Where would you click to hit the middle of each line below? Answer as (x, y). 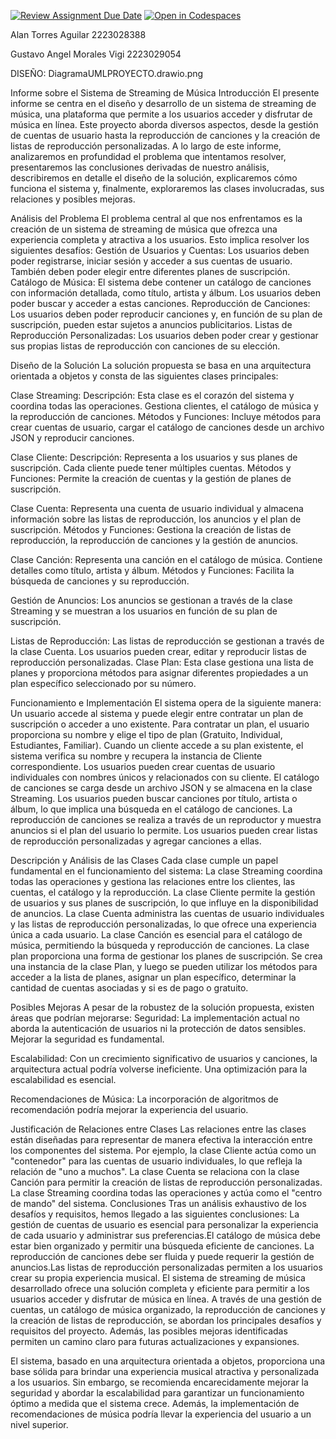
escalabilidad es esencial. (63, 1079)
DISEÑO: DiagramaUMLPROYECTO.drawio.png (107, 73)
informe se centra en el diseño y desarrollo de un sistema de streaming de (163, 103)
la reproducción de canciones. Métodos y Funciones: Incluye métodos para (166, 416)
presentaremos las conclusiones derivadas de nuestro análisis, (140, 167)
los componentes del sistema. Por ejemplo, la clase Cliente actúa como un (163, 1150)
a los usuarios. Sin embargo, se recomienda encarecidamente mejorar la (159, 1382)
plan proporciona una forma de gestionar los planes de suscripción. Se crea (166, 956)
